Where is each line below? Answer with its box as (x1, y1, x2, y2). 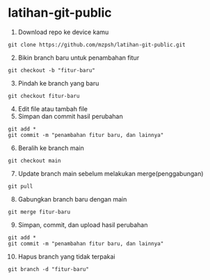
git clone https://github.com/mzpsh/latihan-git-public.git (8, 41, 186, 48)
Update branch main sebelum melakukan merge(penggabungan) (17, 169, 204, 178)
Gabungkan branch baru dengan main (17, 195, 127, 203)
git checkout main (8, 157, 61, 164)
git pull (8, 183, 33, 190)
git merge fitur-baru (8, 208, 71, 215)
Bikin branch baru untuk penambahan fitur (17, 53, 140, 62)
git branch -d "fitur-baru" (8, 265, 90, 272)
